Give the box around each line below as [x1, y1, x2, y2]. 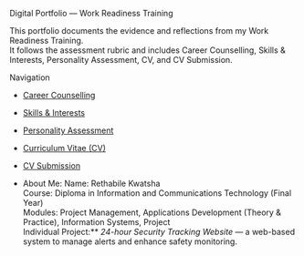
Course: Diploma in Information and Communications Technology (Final [22, 188, 292, 199]
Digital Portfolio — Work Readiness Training [9, 8, 173, 18]
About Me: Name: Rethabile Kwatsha [22, 178, 161, 189]
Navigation [9, 72, 50, 83]
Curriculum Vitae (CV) [22, 143, 107, 153]
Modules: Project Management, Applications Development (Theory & [22, 207, 281, 218]
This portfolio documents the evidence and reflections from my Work [9, 26, 269, 36]
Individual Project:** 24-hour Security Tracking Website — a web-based [22, 227, 295, 237]
